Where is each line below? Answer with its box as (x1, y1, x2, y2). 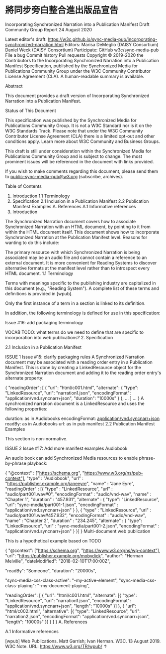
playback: (27, 460, 48, 466)
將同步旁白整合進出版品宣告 (5, 4, 119, 16)
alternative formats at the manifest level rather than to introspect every (5, 265, 150, 271)
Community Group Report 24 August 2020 (5, 26, 92, 32)
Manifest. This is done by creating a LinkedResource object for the (5, 364, 142, 370)
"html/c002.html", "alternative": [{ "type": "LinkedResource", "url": (5, 608, 141, 614)
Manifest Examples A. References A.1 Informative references (12, 203, 136, 209)
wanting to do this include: (5, 240, 60, 246)
